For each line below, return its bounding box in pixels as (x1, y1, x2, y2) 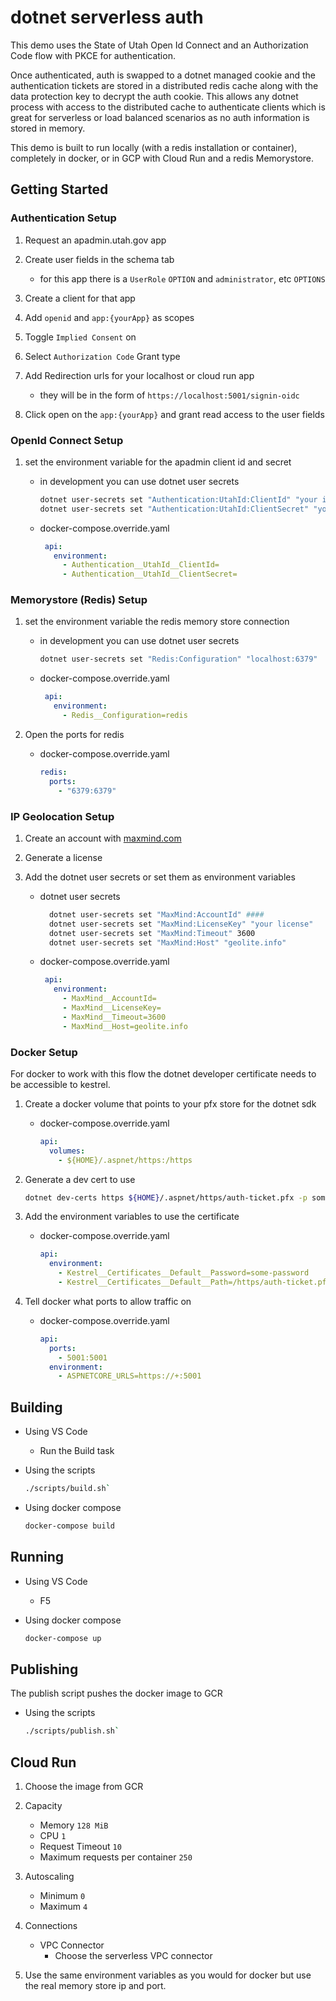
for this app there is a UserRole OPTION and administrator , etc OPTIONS (39, 272, 326, 285)
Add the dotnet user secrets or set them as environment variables (24, 871, 296, 883)
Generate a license (24, 851, 103, 863)
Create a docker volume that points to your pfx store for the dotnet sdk (24, 1097, 317, 1110)
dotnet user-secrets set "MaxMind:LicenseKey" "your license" (48, 919, 314, 929)
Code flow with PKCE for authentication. (10, 49, 176, 61)
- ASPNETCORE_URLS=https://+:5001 (58, 1371, 202, 1381)
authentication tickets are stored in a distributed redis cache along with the (10, 79, 319, 91)
